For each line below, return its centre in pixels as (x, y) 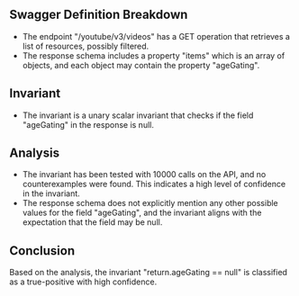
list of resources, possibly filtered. (86, 46)
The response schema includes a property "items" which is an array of (154, 55)
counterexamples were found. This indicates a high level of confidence (154, 184)
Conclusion (42, 251)
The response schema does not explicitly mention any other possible (150, 203)
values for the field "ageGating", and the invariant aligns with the (142, 213)
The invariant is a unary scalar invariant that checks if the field (138, 115)
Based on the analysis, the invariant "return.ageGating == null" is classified (149, 273)
